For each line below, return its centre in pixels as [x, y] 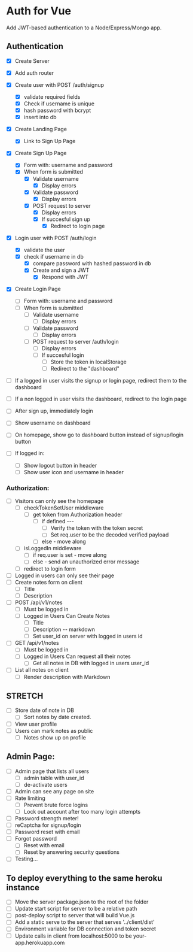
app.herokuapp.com [40, 942]
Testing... [26, 859]
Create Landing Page [41, 129]
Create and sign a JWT [61, 270]
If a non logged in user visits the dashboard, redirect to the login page [101, 399]
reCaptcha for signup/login [48, 825]
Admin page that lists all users [52, 771]
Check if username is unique [59, 104]
